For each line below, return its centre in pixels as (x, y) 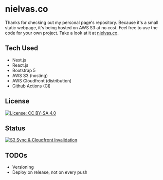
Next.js (19, 60)
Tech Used (22, 48)
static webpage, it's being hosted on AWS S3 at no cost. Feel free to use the (81, 27)
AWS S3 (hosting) (30, 75)
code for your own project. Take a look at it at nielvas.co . (62, 33)
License (17, 101)
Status (15, 128)
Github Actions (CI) (31, 86)
